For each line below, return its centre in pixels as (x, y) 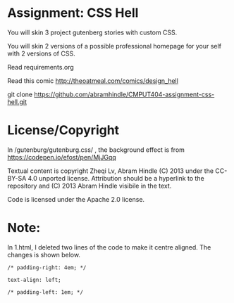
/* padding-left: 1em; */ (45, 292)
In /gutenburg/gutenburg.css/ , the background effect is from (96, 150)
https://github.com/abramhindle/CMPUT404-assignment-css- (124, 94)
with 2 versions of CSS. (41, 53)
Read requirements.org (41, 67)
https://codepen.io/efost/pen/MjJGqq (62, 157)
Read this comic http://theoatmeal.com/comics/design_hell (93, 80)
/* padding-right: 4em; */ (47, 267)
